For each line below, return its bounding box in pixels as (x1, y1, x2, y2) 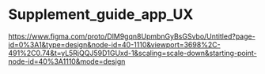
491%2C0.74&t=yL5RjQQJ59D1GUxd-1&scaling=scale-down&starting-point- (8, 48, 257, 57)
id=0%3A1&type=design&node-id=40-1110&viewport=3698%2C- (8, 39, 221, 49)
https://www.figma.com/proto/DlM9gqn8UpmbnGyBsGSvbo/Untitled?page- (8, 31, 256, 41)
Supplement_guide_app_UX (8, 6, 194, 24)
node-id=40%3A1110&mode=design (8, 57, 126, 66)
